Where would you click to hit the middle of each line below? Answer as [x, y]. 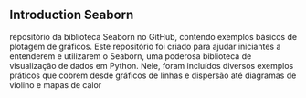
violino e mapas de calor [56, 84]
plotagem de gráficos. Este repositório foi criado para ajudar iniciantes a [145, 46]
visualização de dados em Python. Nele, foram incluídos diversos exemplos [152, 65]
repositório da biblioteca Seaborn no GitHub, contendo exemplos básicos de [153, 36]
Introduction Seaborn [72, 15]
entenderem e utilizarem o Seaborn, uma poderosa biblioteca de [131, 56]
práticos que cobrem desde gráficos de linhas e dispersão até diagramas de [153, 75]
